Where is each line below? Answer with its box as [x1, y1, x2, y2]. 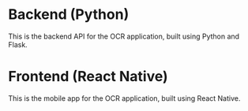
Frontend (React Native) [8, 68, 168, 86]
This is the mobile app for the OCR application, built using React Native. [8, 93, 241, 103]
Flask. [8, 39, 28, 49]
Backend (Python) [8, 6, 130, 24]
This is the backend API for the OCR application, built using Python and [8, 31, 239, 41]
